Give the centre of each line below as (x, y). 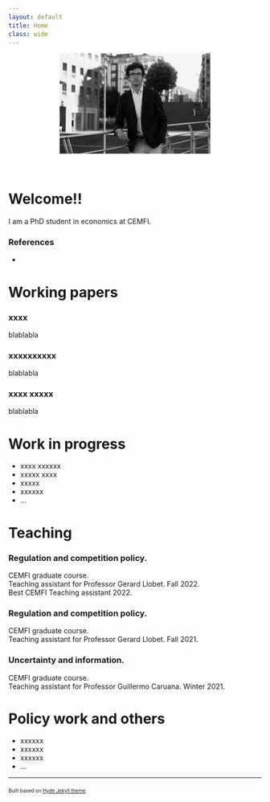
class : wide (28, 34)
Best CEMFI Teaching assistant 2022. (70, 592)
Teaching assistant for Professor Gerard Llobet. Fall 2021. (103, 640)
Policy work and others (87, 718)
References (31, 243)
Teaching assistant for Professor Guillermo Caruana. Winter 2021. (117, 686)
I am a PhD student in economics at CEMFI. (80, 222)
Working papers (63, 292)
